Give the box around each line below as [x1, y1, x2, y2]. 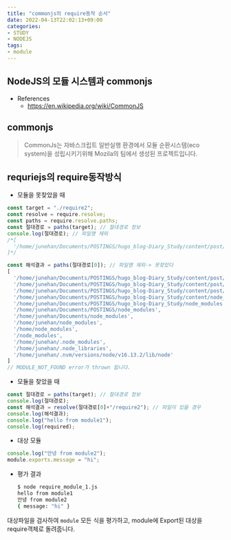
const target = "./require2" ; [7, 204, 94, 212]
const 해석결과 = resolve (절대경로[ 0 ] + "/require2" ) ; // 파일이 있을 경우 [7, 404, 201, 411]
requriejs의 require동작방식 [7, 171, 122, 183]
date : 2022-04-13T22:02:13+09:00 [7, 17, 103, 23]
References [16, 94, 50, 102]
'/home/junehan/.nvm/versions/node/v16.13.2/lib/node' [13, 352, 174, 358]
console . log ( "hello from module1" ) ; [7, 417, 112, 424]
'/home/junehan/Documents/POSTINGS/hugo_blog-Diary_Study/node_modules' [13, 300, 226, 307]
